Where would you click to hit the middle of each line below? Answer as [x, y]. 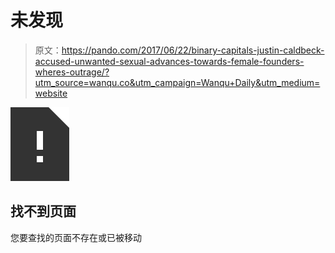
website [51, 93]
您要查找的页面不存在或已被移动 [76, 237]
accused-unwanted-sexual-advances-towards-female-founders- [169, 61]
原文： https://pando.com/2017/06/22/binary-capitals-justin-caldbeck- [179, 50]
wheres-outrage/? [72, 72]
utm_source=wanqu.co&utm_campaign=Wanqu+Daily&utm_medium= [177, 82]
